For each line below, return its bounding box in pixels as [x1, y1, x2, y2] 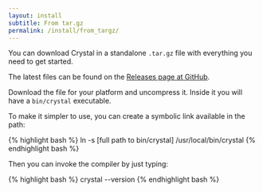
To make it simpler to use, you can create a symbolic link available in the [8, 112, 245, 121]
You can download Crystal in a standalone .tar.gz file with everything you [8, 49, 253, 58]
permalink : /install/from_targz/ [8, 26, 120, 34]
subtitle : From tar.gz [8, 19, 84, 27]
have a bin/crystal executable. [8, 96, 112, 106]
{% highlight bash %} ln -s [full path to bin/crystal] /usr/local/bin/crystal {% [8, 135, 257, 145]
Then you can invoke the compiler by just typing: [8, 159, 169, 169]
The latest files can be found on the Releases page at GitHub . [8, 72, 210, 82]
